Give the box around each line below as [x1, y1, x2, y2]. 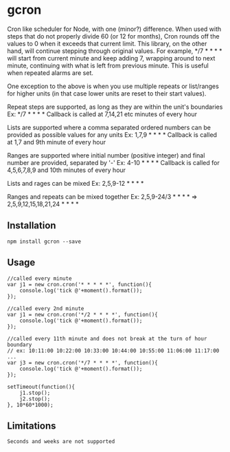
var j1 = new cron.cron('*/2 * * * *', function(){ [7, 311, 158, 318]
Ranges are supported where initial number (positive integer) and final [7, 151, 205, 160]
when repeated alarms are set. [7, 68, 94, 77]
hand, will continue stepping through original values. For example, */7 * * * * [7, 47, 222, 55]
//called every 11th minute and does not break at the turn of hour [7, 335, 207, 342]
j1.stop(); [19, 389, 51, 396]
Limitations [7, 420, 56, 431]
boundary [7, 341, 32, 348]
